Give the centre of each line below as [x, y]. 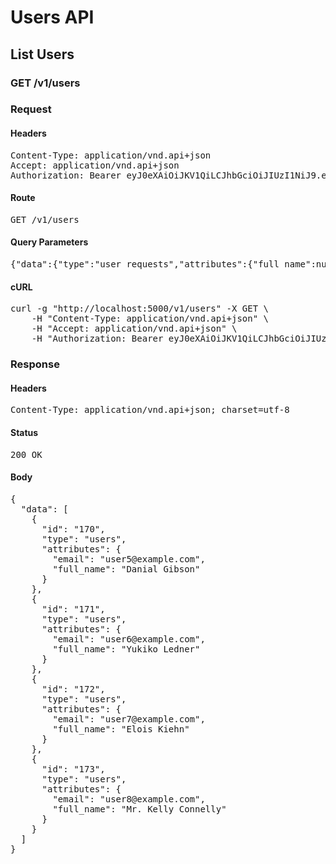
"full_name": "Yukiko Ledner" [126, 649]
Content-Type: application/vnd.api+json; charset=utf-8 [150, 410]
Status [24, 432]
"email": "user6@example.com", [129, 639]
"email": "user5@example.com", [129, 559]
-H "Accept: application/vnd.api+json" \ [134, 329]
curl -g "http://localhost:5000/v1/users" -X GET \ [140, 309]
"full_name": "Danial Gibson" [126, 569]
